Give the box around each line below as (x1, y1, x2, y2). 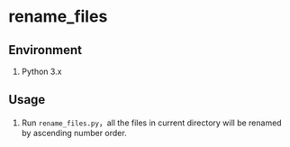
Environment (8, 42, 83, 58)
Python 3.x (21, 66, 62, 77)
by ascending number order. (21, 127, 127, 138)
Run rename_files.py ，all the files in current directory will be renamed (21, 117, 282, 128)
